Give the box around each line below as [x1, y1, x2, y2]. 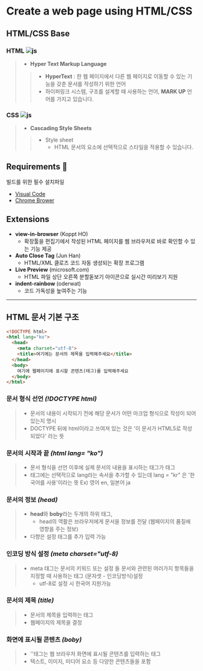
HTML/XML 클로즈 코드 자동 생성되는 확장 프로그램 [24, 259, 145, 266]
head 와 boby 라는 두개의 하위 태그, [30, 510, 113, 518]
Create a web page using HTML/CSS [6, 4, 193, 18]
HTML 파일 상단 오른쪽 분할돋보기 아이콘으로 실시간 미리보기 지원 [24, 273, 178, 280]
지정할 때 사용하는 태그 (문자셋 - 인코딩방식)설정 [30, 572, 143, 579]
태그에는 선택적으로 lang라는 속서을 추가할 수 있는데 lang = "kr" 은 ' [30, 471, 190, 479]
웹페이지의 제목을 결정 [30, 618, 83, 626]
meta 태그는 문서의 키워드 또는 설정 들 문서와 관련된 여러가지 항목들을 [30, 565, 195, 572]
